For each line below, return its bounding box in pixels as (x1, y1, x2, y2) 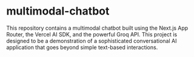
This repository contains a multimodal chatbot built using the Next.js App (6, 24, 189, 32)
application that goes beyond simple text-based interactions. (6, 44, 158, 51)
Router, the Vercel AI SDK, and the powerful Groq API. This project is (6, 30, 178, 38)
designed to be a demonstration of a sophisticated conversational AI (6, 37, 177, 44)
